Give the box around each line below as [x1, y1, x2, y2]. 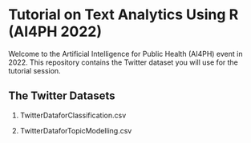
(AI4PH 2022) [8, 22, 103, 41]
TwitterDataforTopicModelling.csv [19, 125, 132, 135]
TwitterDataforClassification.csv [19, 110, 127, 120]
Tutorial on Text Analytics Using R [8, 6, 239, 24]
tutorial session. [8, 66, 62, 75]
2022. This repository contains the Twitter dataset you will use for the [8, 58, 239, 67]
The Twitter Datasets [8, 89, 115, 103]
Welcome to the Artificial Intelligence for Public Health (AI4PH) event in [8, 49, 243, 58]
